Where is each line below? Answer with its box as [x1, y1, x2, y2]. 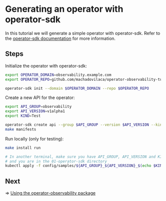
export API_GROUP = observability [5, 104, 72, 109]
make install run [5, 145, 41, 150]
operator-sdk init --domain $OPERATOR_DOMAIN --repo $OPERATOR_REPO [5, 86, 149, 91]
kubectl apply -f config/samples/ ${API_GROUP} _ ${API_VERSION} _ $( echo [5, 164, 152, 168]
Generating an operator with [5, 3, 124, 15]
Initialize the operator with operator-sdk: [5, 63, 87, 68]
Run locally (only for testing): [5, 135, 64, 141]
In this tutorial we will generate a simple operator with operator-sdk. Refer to [5, 30, 161, 36]
